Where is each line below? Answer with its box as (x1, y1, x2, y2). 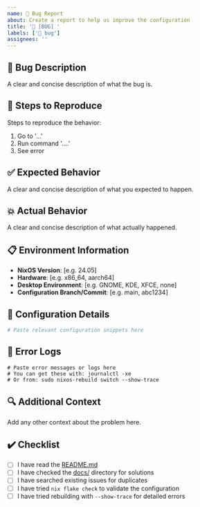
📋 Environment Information (7, 244, 129, 256)
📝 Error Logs (7, 346, 62, 357)
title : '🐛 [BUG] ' (7, 23, 60, 30)
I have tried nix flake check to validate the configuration (17, 484, 180, 492)
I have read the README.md (17, 461, 98, 469)
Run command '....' (17, 139, 71, 148)
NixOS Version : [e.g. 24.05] (17, 266, 97, 274)
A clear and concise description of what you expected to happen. (7, 185, 194, 193)
